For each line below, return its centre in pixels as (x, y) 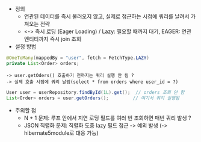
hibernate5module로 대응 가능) (61, 133)
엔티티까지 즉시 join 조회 (52, 39)
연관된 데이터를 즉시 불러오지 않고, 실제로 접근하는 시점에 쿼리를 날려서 (107, 16)
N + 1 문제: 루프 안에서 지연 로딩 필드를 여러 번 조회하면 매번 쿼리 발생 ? (107, 118)
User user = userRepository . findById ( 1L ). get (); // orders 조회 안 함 (95, 92)
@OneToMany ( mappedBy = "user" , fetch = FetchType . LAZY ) (78, 58)
